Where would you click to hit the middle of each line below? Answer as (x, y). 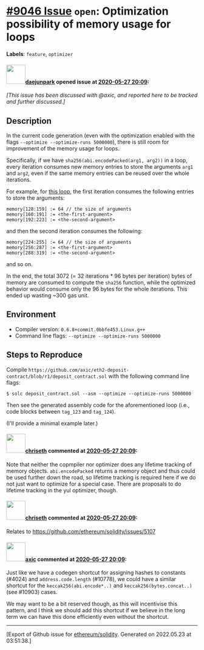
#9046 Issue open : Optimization (87, 11)
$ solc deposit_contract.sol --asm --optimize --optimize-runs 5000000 (99, 394)
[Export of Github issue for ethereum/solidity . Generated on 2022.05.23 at (99, 634)
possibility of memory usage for (89, 24)
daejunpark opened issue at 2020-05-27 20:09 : (87, 82)
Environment (31, 315)
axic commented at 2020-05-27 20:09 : (76, 559)
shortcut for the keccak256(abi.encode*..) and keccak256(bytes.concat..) (99, 585)
